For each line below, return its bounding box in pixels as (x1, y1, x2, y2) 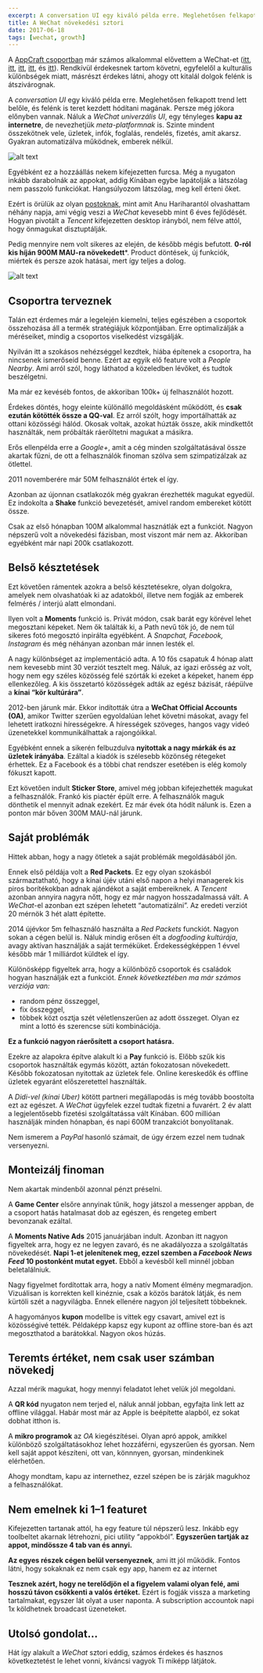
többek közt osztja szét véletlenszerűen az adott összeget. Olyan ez (19, 1012, 240, 1022)
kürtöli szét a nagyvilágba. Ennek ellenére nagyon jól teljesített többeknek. (8, 1297, 248, 1306)
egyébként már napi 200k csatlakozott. (8, 539, 135, 548)
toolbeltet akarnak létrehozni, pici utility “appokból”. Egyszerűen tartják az (8, 1532, 249, 1542)
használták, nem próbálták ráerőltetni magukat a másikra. (8, 427, 193, 437)
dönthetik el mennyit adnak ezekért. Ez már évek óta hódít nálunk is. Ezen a (8, 800, 252, 809)
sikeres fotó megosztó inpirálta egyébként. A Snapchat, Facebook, (8, 630, 224, 640)
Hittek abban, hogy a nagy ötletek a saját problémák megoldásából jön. (8, 851, 237, 861)
